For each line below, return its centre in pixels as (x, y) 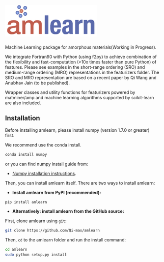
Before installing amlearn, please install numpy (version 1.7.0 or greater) (77, 130)
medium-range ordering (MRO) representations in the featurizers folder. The (82, 72)
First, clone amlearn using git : (36, 221)
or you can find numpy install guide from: (47, 164)
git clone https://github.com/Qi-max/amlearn (52, 231)
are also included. (23, 103)
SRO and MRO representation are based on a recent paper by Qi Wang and (81, 77)
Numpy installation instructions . (44, 173)
